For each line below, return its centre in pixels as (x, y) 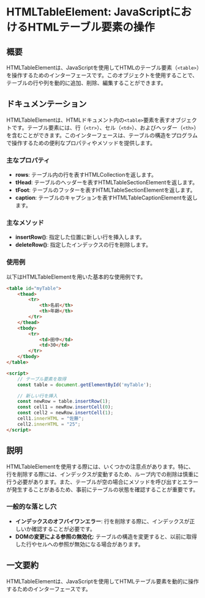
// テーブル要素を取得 (42, 379)
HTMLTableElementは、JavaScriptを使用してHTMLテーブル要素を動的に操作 (102, 581)
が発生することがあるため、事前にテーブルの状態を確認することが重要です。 (102, 489)
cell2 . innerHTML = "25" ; (49, 424)
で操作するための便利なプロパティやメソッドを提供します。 (81, 143)
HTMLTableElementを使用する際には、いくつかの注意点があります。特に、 (100, 466)
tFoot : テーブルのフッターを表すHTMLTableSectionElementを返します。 (105, 190)
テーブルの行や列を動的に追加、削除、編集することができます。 (86, 83)
